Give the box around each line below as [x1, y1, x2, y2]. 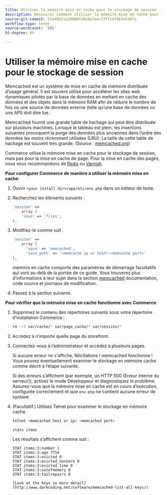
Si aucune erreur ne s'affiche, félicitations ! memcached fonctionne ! [12, 352, 153, 358]
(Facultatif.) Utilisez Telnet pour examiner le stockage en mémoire [12, 403, 148, 409]
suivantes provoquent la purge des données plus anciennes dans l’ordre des [5, 130, 162, 136]
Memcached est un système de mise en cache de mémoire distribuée [5, 83, 148, 89]
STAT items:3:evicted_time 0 [12, 463, 73, 468]
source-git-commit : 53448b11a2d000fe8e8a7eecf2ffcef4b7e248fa [5, 16, 137, 21]
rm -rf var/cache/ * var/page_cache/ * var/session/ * [12, 324, 122, 329]
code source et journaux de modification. [12, 280, 97, 286]
